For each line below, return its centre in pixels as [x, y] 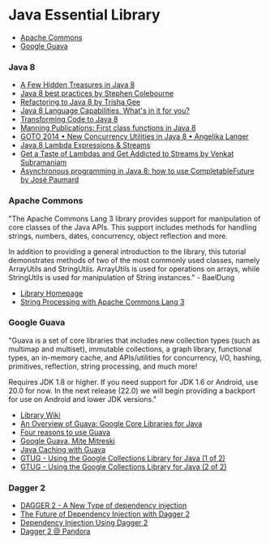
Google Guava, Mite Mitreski [67, 441]
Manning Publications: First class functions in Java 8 [108, 128]
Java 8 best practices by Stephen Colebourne [97, 93]
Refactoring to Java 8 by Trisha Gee [80, 102]
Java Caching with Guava [63, 449]
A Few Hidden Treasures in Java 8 [77, 85]
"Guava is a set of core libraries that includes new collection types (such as [135, 340]
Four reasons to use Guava [65, 432]
